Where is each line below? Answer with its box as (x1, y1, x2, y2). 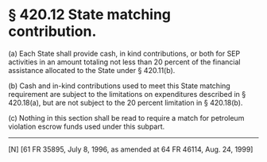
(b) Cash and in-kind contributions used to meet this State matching (8, 81, 230, 91)
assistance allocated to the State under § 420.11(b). (8, 65, 176, 75)
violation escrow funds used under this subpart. (8, 121, 165, 131)
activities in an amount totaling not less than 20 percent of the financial (8, 57, 241, 67)
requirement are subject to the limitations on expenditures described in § (8, 89, 246, 98)
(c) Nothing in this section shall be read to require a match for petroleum (8, 113, 245, 122)
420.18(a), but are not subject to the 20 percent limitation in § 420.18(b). (8, 98, 243, 107)
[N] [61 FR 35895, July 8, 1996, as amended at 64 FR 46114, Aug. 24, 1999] (8, 145, 253, 154)
